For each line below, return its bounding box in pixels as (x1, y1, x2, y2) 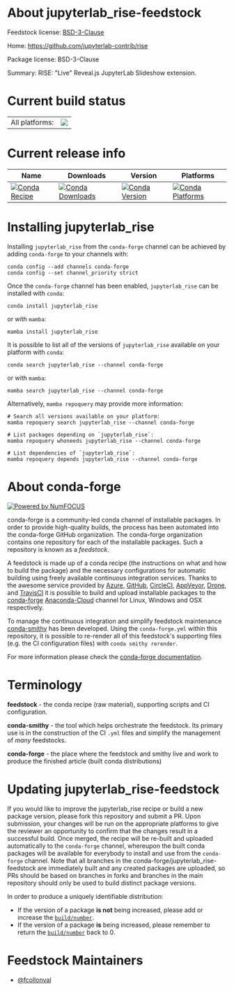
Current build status (7, 93, 126, 109)
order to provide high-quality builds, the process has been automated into (7, 522, 219, 531)
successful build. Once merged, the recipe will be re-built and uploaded (7, 834, 214, 842)
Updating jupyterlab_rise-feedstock (7, 781, 220, 797)
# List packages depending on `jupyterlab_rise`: (7, 431, 155, 438)
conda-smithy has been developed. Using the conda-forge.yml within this (7, 624, 218, 633)
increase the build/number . (17, 913, 95, 921)
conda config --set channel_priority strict (7, 269, 139, 277)
